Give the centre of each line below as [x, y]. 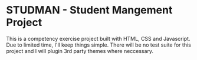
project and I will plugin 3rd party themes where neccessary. [80, 51]
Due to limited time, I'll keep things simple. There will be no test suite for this [99, 45]
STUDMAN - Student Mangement [89, 10]
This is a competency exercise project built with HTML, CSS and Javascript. [98, 38]
